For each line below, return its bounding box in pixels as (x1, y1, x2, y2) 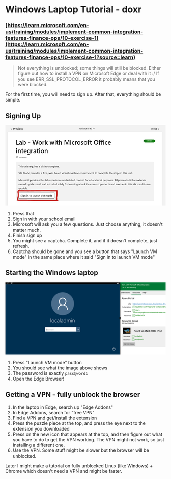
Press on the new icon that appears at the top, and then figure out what (12, 431, 163, 437)
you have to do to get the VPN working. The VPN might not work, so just (12, 436, 164, 442)
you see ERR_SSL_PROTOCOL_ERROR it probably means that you (17, 76, 155, 82)
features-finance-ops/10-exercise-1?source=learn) (5, 54, 136, 61)
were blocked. (17, 82, 48, 88)
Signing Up (5, 111, 41, 120)
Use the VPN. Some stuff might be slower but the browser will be (12, 447, 149, 453)
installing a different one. (12, 442, 65, 448)
